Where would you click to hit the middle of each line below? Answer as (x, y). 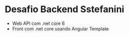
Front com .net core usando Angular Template (60, 28)
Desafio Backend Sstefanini (64, 9)
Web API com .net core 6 (38, 23)
